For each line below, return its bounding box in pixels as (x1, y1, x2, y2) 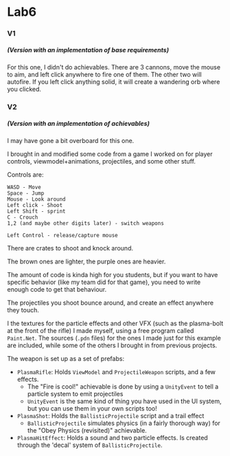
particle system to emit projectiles (27, 389, 124, 398)
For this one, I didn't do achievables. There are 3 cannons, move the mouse (7, 63, 221, 72)
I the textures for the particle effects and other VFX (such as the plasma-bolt (7, 319, 224, 327)
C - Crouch (7, 214, 38, 221)
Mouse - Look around (7, 195, 67, 203)
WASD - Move (7, 184, 41, 191)
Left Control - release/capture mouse (7, 232, 118, 239)
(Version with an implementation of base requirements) (7, 45, 170, 54)
